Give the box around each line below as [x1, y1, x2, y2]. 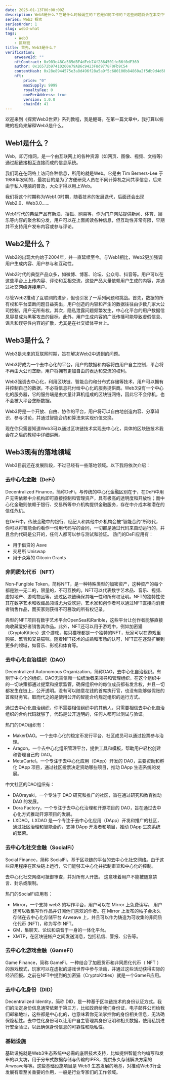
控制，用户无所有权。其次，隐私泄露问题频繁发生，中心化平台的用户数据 [9, 307, 160, 313]
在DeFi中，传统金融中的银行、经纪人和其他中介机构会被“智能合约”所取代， [5, 518, 161, 524]
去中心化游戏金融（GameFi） [5, 947, 77, 954]
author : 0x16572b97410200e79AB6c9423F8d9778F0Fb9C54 [14, 64, 128, 69]
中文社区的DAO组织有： [5, 781, 55, 788]
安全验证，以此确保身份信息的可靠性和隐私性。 [9, 1024, 107, 1030]
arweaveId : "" [14, 54, 44, 60]
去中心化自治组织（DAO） [5, 656, 68, 663]
